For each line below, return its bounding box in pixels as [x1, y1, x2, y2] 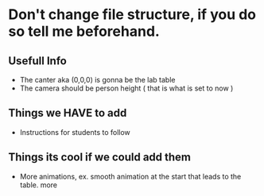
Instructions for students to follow [19, 127, 131, 136]
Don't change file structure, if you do [8, 6, 257, 24]
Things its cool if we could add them [8, 151, 192, 164]
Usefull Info [8, 54, 68, 67]
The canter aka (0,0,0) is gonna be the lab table [19, 75, 176, 84]
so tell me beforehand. [8, 22, 161, 40]
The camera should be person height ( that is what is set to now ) [19, 83, 234, 93]
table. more [19, 180, 58, 190]
